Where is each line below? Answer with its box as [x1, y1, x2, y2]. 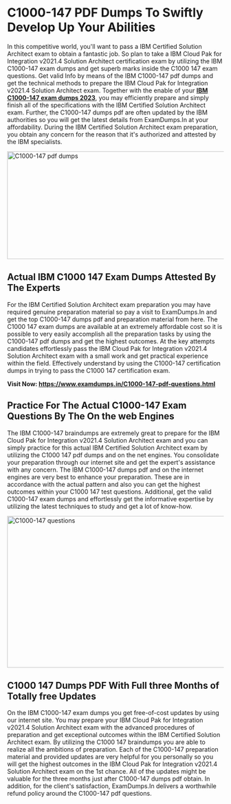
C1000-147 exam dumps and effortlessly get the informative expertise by [7, 494, 214, 503]
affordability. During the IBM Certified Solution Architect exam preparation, [7, 123, 219, 131]
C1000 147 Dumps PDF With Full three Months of [7, 679, 220, 691]
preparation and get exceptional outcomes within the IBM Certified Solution [7, 731, 221, 739]
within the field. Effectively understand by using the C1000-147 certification [7, 359, 221, 367]
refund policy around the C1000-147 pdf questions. [7, 790, 153, 798]
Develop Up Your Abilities [7, 19, 156, 35]
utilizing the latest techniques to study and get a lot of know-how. [7, 502, 192, 510]
